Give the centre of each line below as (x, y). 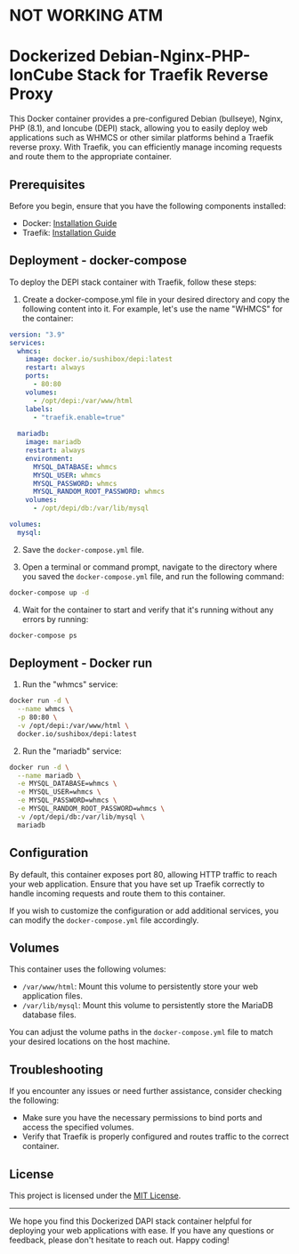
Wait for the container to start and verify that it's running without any (148, 610)
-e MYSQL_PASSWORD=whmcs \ (67, 801)
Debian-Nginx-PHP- (175, 57)
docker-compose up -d (49, 593)
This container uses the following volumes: (88, 969)
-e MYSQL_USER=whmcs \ (59, 792)
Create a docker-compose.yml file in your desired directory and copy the (156, 299)
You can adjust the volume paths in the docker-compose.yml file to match (141, 1032)
